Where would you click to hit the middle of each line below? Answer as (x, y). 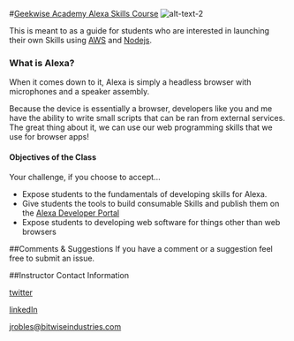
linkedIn (23, 309)
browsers (39, 231)
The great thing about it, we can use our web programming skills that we (141, 127)
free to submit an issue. (52, 258)
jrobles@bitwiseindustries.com (65, 326)
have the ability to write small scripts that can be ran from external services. (147, 118)
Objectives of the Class (53, 157)
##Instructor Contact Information (69, 275)
